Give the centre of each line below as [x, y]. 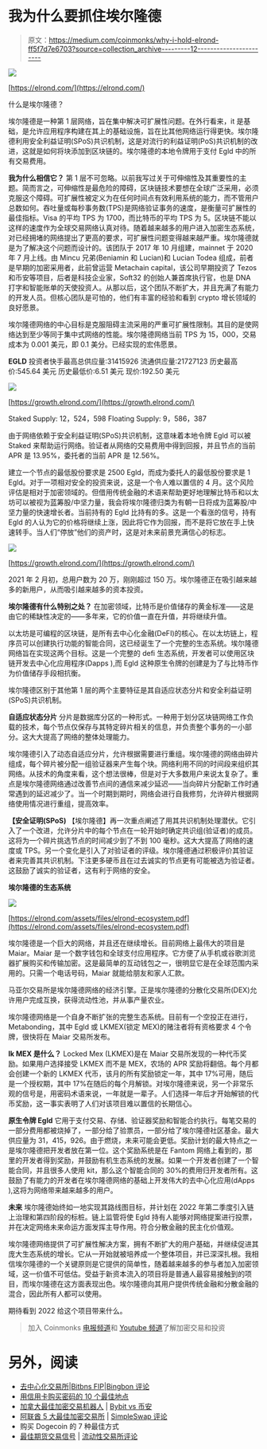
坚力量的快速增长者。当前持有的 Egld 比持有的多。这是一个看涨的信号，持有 [132, 512]
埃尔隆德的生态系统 [40, 887]
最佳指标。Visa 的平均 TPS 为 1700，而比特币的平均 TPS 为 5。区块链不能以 [132, 218]
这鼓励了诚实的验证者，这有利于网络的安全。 [81, 870]
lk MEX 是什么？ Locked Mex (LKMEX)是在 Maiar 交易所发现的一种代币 [124, 1054]
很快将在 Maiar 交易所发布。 [68, 1036]
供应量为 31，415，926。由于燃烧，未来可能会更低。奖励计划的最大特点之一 [133, 1140]
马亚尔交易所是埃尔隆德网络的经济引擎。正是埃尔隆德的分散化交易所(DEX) [129, 990]
